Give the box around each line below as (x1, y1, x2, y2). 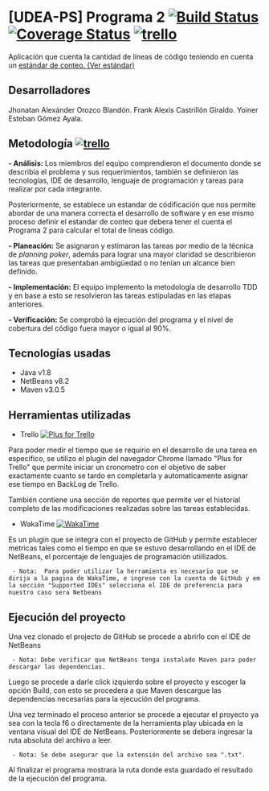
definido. (8, 266, 38, 276)
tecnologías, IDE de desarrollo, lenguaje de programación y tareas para (8, 175, 244, 185)
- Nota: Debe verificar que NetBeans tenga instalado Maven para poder (11, 656, 257, 664)
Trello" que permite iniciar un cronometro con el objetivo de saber (8, 463, 226, 472)
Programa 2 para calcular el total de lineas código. (8, 225, 175, 235)
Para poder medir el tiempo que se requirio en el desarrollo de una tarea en (8, 445, 258, 455)
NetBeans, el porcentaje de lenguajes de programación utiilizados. (8, 552, 229, 562)
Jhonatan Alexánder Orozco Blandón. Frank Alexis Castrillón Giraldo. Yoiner (8, 105, 259, 114)
